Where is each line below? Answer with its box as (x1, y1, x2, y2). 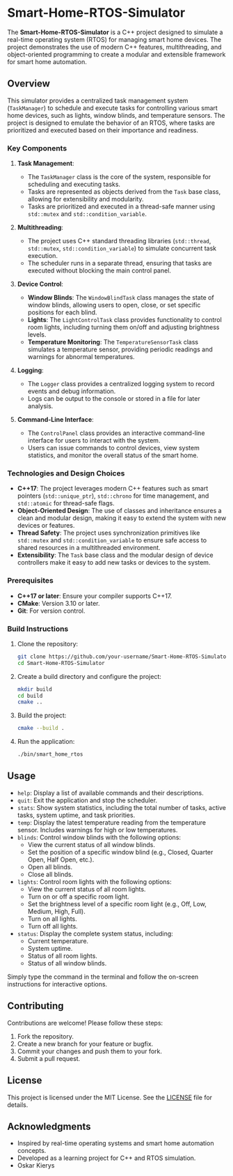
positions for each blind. (27, 308, 97, 316)
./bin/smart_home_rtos (17, 751, 83, 758)
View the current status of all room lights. (27, 885, 146, 893)
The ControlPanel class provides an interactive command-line (27, 429, 205, 437)
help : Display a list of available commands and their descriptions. (17, 788, 204, 797)
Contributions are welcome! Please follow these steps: (7, 1018, 163, 1027)
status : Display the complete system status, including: (17, 929, 174, 938)
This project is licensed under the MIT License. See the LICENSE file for (7, 1093, 213, 1101)
